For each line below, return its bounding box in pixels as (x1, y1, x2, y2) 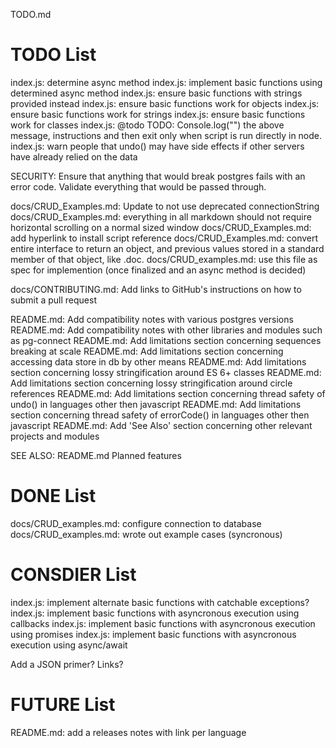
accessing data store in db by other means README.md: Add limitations (10, 355, 307, 368)
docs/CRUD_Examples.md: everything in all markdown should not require (10, 210, 312, 223)
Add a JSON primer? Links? (10, 658, 124, 670)
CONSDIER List (10, 564, 137, 586)
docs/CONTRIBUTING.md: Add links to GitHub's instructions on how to (10, 283, 302, 295)
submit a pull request (10, 294, 97, 306)
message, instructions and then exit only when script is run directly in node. (10, 129, 323, 141)
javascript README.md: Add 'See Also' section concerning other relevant (10, 419, 313, 431)
